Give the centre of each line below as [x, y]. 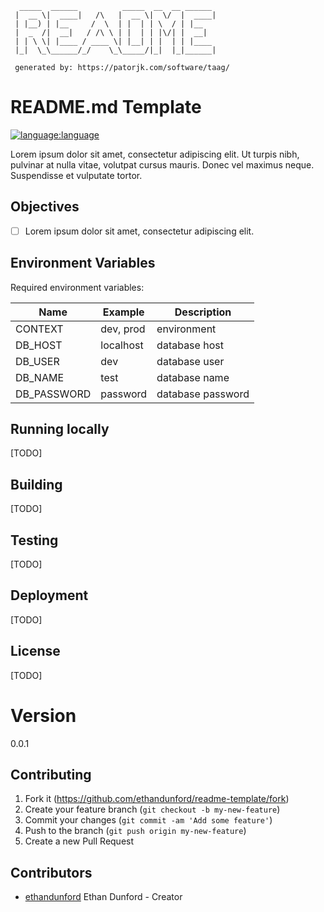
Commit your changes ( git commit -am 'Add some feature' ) [148, 820]
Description [203, 312]
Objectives [45, 207]
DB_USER [37, 361]
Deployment [49, 595]
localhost [122, 345]
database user [190, 361]
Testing [34, 540]
